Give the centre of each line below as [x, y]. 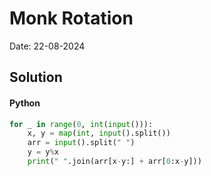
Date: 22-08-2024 [47, 46]
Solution [36, 77]
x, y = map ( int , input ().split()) [99, 133]
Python [25, 103]
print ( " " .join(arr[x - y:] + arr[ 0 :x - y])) [114, 162]
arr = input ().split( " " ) [81, 143]
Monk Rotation [71, 18]
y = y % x [43, 152]
